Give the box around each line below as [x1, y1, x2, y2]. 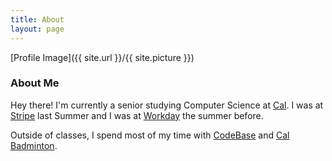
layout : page [10, 24, 65, 34]
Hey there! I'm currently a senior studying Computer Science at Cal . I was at [10, 99, 324, 111]
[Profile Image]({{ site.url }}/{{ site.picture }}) [10, 51, 195, 63]
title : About [10, 14, 65, 25]
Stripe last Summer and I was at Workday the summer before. [10, 109, 264, 121]
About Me [10, 76, 60, 90]
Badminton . [10, 139, 58, 151]
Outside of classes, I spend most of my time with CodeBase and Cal [10, 129, 290, 141]
